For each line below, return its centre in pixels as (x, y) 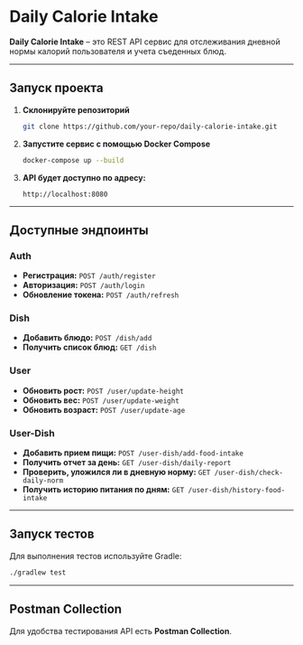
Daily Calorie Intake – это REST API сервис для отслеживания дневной (145, 42)
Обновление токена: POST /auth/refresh (101, 294)
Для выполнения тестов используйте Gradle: (96, 556)
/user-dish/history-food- (237, 491)
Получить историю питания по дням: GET (103, 490)
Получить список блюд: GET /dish (89, 347)
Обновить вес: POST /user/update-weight (101, 400)
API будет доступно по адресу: (84, 177)
